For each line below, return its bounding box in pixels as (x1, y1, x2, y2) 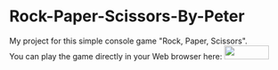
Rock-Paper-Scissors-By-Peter (9, 6, 245, 27)
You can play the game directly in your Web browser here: (9, 51, 223, 61)
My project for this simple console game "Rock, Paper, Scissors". (9, 35, 248, 46)
